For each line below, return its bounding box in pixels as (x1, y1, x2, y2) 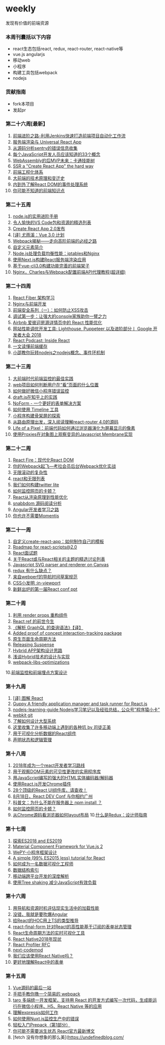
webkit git (12, 712, 33, 718)
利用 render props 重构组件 (12, 612, 68, 618)
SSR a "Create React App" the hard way (12, 163, 94, 169)
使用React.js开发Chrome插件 (12, 781, 71, 787)
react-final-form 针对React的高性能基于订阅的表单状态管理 (12, 924, 132, 930)
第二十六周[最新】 (5, 120, 48, 127)
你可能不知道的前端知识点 (12, 187, 65, 193)
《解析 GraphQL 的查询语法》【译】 (12, 624, 83, 630)
